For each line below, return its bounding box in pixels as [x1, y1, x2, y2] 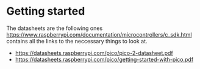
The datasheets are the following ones [6, 24, 103, 32]
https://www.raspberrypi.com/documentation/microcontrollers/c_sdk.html [6, 31, 192, 38]
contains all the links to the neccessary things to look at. [6, 37, 148, 45]
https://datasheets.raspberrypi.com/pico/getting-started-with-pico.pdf [15, 56, 194, 63]
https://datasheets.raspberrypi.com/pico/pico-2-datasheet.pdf [15, 49, 174, 56]
